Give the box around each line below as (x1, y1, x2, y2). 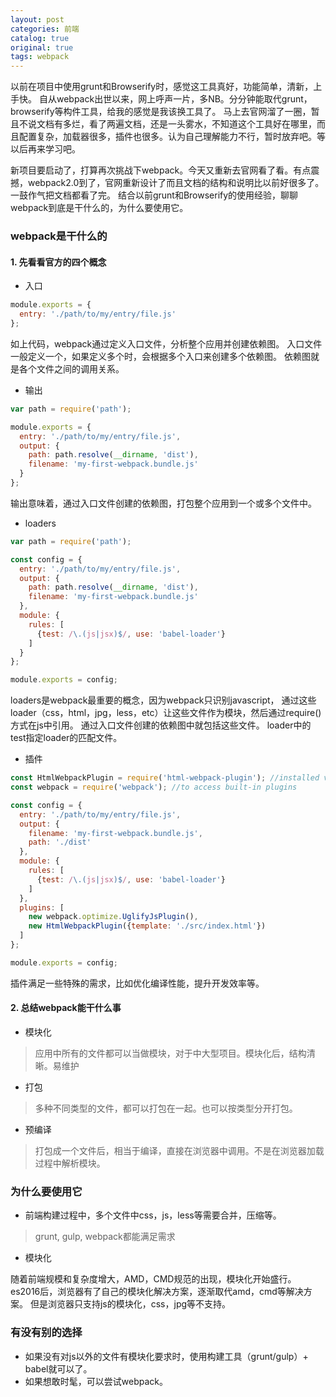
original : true (10, 42, 74, 53)
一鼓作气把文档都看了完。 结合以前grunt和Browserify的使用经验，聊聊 (10, 189, 299, 201)
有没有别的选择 (10, 1326, 83, 1340)
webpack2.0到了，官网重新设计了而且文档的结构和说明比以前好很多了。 (27, 177, 325, 189)
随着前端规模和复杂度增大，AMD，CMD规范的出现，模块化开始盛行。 (10, 1273, 297, 1285)
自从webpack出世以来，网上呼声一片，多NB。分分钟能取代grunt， (38, 93, 313, 105)
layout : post (10, 14, 65, 25)
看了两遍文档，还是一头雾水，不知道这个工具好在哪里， (88, 118, 317, 130)
